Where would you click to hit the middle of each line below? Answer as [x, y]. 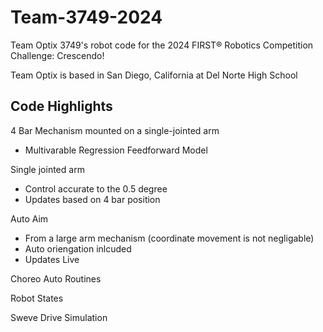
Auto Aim [29, 218]
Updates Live [52, 259]
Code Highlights [61, 106]
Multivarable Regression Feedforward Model [116, 150]
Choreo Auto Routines [56, 278]
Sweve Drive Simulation [59, 317]
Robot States [37, 298]
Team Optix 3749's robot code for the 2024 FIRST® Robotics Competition [162, 45]
